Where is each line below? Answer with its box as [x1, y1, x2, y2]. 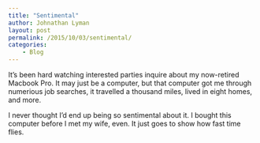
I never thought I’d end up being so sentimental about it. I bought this [8, 111, 232, 119]
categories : [8, 41, 47, 49]
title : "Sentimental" [8, 11, 80, 20]
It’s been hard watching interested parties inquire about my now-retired [8, 70, 240, 79]
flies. [8, 127, 24, 137]
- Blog [22, 48, 44, 56]
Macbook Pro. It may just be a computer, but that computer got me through [8, 78, 252, 88]
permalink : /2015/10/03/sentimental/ [8, 33, 132, 42]
